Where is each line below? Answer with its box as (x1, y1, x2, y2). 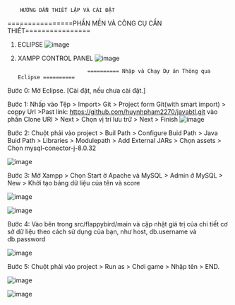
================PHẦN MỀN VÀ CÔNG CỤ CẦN (7, 19, 162, 28)
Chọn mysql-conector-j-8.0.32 (7, 144, 97, 152)
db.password (7, 235, 46, 243)
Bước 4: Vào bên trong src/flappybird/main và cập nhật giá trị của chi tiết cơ (7, 220, 228, 228)
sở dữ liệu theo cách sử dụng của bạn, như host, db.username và (7, 227, 197, 236)
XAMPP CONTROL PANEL (17, 54, 94, 62)
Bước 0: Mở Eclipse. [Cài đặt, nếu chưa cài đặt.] (7, 86, 146, 95)
